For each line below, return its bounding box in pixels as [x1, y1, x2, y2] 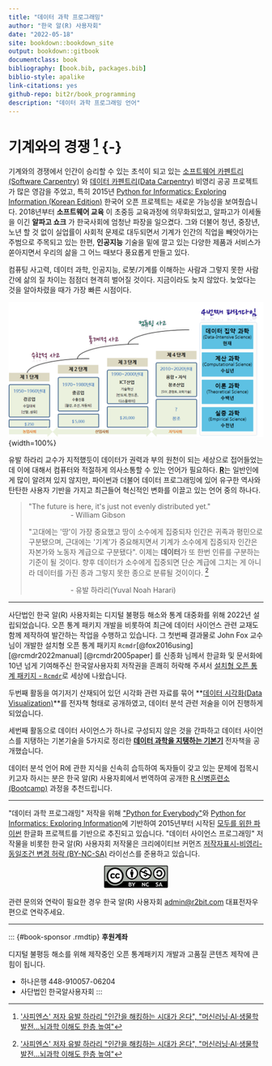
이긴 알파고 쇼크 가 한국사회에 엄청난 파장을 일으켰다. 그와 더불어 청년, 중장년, [16, 217, 261, 226]
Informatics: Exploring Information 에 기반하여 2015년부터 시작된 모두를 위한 [8, 819, 253, 828]
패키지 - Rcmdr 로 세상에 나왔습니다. [16, 671, 127, 681]
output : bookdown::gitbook [8, 47, 100, 56]
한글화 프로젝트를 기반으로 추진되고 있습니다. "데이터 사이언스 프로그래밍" [23, 828, 255, 839]
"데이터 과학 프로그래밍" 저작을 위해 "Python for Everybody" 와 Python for [8, 808, 246, 819]
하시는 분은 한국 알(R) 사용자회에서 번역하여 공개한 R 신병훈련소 [29, 773, 231, 783]
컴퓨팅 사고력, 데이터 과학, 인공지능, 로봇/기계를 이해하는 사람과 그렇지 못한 [8, 264, 244, 274]
